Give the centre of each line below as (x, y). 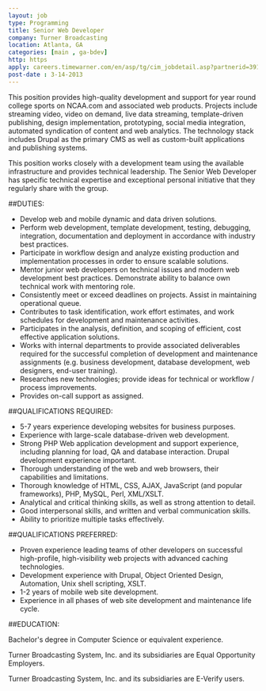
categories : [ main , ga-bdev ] (58, 52)
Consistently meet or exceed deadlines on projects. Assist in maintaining (138, 295)
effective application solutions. (70, 337)
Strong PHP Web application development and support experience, (129, 443)
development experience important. (78, 460)
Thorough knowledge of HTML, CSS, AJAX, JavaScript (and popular (131, 485)
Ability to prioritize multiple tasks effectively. (92, 519)
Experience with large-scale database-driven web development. (124, 435)
